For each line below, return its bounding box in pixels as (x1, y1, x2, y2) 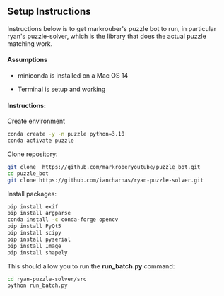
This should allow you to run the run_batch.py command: (7, 261, 175, 271)
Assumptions (7, 56, 48, 64)
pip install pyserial (7, 236, 71, 243)
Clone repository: (7, 150, 58, 158)
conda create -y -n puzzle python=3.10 (7, 131, 125, 138)
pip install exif (7, 203, 59, 211)
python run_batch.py (7, 282, 69, 289)
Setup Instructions (7, 6, 91, 18)
